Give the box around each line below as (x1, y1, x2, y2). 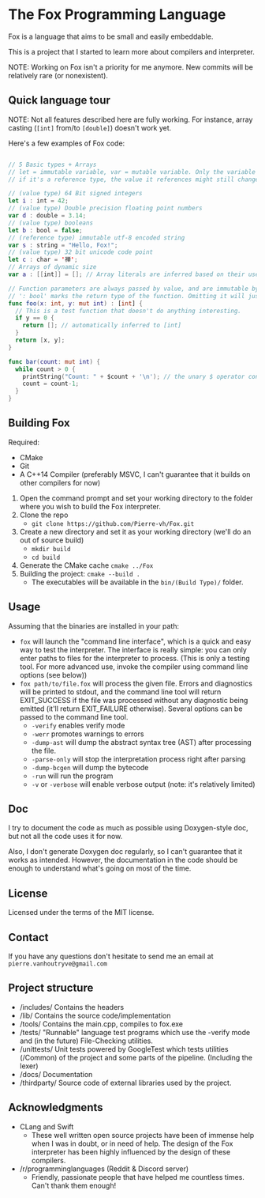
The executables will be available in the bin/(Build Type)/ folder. (31, 577, 244, 587)
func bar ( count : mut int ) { (8, 357, 101, 365)
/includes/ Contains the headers (19, 1002, 125, 1011)
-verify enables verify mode (31, 720, 125, 730)
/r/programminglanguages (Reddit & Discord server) (19, 1164, 189, 1173)
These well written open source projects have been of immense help (31, 1130, 255, 1139)
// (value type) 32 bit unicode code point (8, 248, 154, 256)
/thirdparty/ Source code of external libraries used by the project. (19, 1078, 232, 1087)
